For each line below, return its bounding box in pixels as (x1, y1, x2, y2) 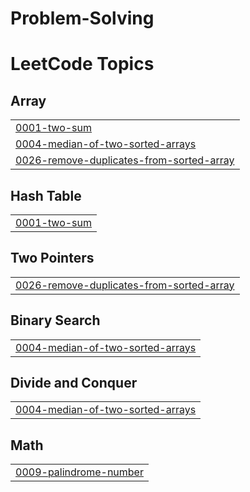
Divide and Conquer (10, 375, 138, 392)
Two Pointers (10, 250, 95, 267)
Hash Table (10, 187, 82, 204)
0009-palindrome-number (15, 465, 144, 479)
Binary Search (10, 312, 101, 329)
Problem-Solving (10, 7, 155, 30)
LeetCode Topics (10, 53, 155, 76)
